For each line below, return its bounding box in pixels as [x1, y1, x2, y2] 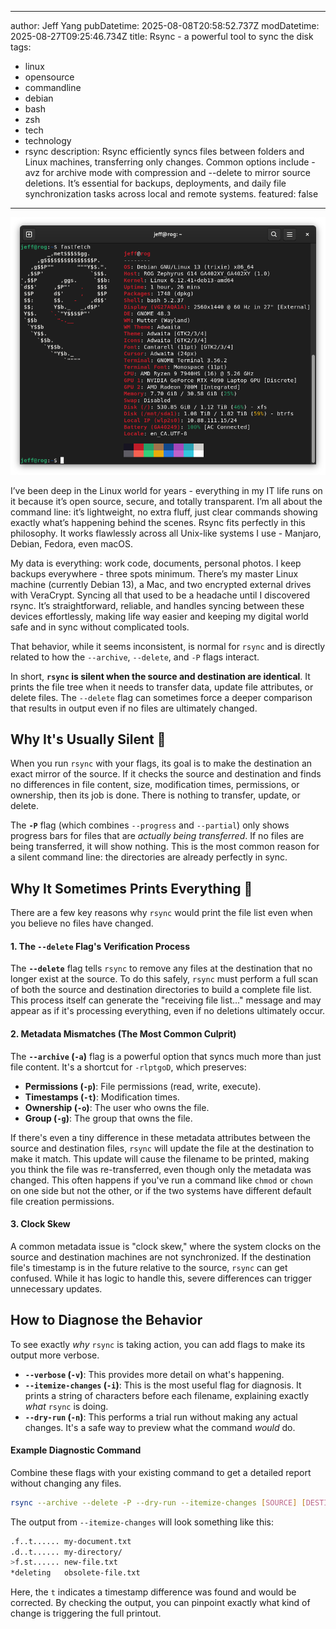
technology [24, 135, 72, 146]
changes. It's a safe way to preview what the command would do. [24, 1421, 296, 1433]
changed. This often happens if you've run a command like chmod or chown [10, 1174, 313, 1186]
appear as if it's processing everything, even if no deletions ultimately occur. [10, 1005, 326, 1017]
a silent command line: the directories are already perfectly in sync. [10, 851, 288, 863]
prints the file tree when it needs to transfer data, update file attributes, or [10, 681, 314, 693]
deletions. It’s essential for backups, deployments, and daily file [24, 177, 287, 189]
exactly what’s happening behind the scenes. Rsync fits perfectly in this [10, 516, 306, 528]
